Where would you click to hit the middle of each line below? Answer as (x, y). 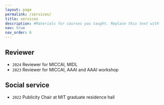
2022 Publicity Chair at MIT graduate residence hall (63, 97)
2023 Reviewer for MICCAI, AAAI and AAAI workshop (65, 70)
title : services (22, 19)
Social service (27, 85)
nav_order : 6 (18, 33)
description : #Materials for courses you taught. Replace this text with (82, 23)
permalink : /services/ (28, 14)
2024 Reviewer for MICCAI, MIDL (45, 64)
